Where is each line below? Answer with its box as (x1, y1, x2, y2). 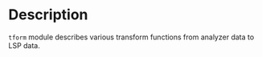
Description (8, 6, 88, 24)
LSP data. (8, 40, 40, 50)
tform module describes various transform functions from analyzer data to (8, 32, 255, 42)
